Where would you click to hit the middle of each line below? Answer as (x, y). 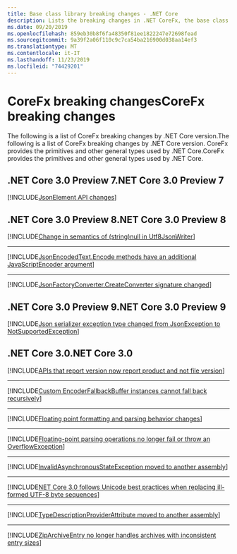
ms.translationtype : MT (42, 47)
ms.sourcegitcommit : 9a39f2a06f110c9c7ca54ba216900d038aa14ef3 (102, 40)
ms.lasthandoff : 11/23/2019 (49, 60)
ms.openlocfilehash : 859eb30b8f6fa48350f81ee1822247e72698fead (102, 34)
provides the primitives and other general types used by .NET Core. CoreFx (116, 151)
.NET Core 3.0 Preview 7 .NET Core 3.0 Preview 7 (116, 180)
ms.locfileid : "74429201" (45, 66)
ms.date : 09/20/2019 (38, 27)
